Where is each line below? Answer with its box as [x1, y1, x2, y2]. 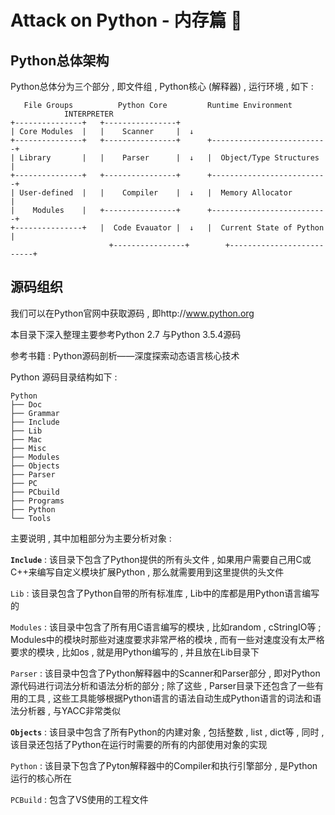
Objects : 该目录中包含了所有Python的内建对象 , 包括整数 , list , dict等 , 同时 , [10, 726, 325, 738]
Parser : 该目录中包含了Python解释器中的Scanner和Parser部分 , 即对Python [10, 667, 321, 679]
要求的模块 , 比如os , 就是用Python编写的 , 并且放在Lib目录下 [10, 646, 260, 658]
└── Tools [10, 513, 52, 523]
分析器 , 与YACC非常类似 [18, 704, 122, 716]
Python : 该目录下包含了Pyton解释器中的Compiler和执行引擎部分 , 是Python [10, 759, 318, 771]
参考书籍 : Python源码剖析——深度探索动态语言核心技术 [10, 349, 240, 361]
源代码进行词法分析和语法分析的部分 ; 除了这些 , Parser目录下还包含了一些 [10, 679, 315, 691]
